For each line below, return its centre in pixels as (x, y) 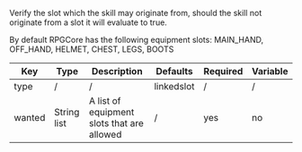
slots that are (116, 123)
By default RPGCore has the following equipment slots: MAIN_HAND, (136, 40)
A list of (105, 101)
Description (117, 71)
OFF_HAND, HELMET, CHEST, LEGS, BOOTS (92, 49)
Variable (270, 71)
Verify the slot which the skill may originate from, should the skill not (136, 13)
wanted (30, 118)
